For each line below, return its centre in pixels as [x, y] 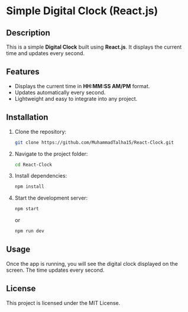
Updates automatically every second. [60, 92]
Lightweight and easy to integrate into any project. [76, 98]
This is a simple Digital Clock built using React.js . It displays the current [94, 47]
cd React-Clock [33, 165]
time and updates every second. [45, 53]
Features [23, 72]
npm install [29, 187]
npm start [27, 209]
